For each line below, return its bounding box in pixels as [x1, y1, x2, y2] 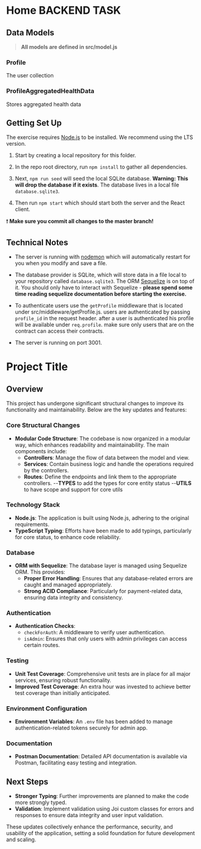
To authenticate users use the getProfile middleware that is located [14, 302, 184, 309]
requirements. [14, 520, 50, 528]
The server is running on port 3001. [14, 339, 102, 347]
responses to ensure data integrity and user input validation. [14, 812, 163, 819]
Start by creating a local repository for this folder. [14, 152, 136, 159]
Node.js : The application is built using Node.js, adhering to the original [14, 514, 190, 522]
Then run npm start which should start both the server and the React [14, 199, 185, 207]
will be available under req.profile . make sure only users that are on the [14, 321, 194, 329]
